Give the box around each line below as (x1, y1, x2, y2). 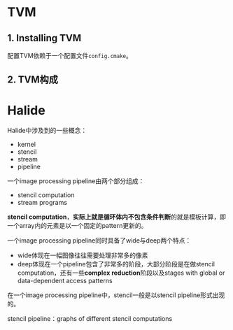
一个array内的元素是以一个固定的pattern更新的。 (7, 222, 148, 230)
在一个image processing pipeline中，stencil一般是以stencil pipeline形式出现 (7, 291, 225, 299)
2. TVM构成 (7, 74, 58, 86)
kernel (17, 141, 36, 149)
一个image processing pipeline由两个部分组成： (7, 177, 145, 185)
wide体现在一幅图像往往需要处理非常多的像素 (17, 251, 148, 259)
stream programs (17, 199, 68, 207)
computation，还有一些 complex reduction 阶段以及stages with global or (17, 268, 225, 277)
